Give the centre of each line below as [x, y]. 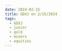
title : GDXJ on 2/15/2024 [31, 14]
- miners [18, 37]
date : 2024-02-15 [23, 9]
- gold [16, 32]
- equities [20, 41]
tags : [10, 18]
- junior [18, 28]
